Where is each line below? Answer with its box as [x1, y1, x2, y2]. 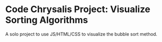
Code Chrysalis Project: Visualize [5, 4, 151, 15]
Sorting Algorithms [5, 14, 88, 26]
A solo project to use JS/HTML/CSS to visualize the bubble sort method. [5, 31, 157, 37]
